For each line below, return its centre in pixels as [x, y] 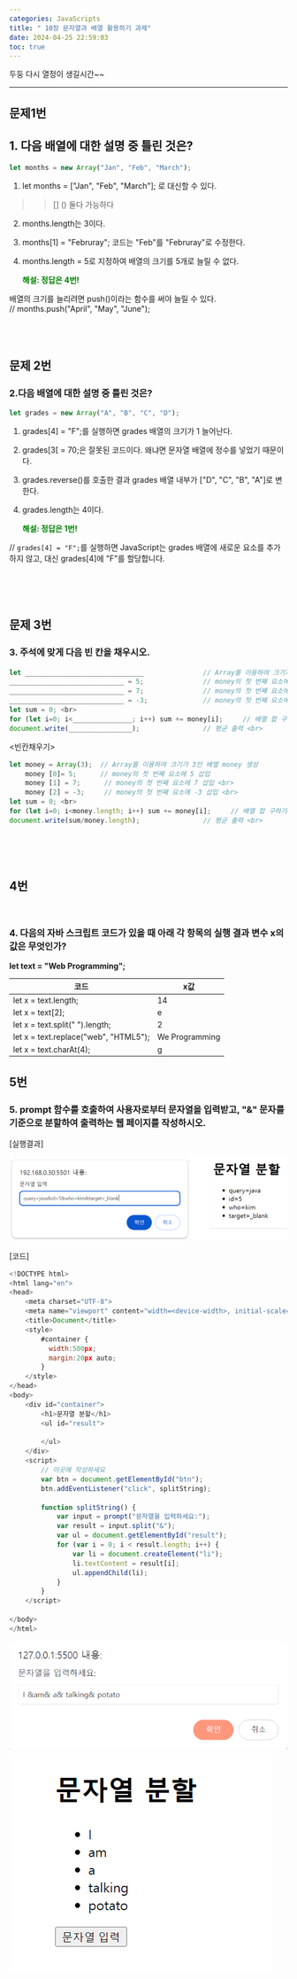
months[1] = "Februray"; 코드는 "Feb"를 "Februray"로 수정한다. [133, 243]
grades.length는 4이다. [63, 509]
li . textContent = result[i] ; [126, 1564]
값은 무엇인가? [38, 946]
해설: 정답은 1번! [49, 528]
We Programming [189, 1037]
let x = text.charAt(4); [52, 1049]
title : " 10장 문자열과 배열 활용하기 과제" [80, 28]
